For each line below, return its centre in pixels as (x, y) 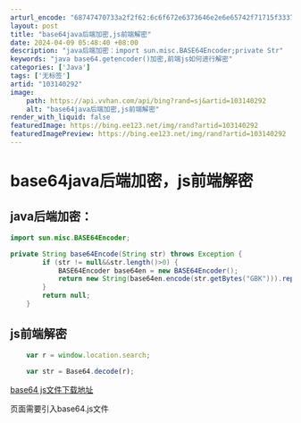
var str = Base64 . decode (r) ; (80, 372)
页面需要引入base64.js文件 (60, 409)
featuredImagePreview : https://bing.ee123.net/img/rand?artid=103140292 (148, 134)
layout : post (34, 26)
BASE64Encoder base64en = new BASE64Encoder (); (148, 271)
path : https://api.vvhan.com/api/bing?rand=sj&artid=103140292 (146, 101)
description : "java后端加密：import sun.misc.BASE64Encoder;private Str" (147, 51)
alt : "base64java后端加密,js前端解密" (93, 109)
